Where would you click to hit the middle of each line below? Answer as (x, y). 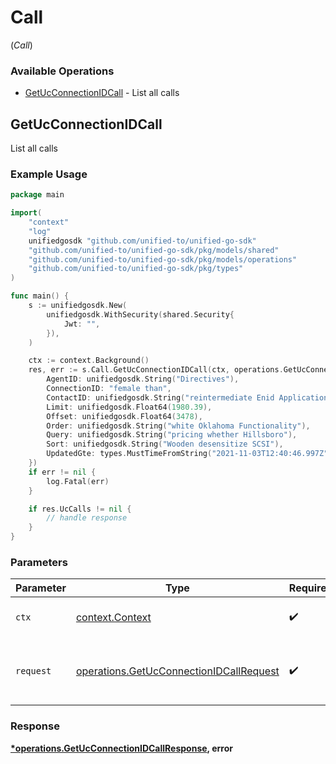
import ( (26, 213)
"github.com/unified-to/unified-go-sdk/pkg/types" (136, 269)
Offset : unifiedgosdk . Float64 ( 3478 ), (124, 416)
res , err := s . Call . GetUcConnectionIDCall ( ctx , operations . (156, 370)
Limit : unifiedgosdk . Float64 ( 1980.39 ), (129, 407)
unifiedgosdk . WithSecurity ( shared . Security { (140, 314)
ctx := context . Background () (89, 361)
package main (37, 195)
